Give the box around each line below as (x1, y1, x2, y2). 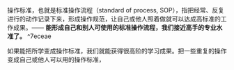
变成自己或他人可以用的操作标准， (7, 55, 105, 64)
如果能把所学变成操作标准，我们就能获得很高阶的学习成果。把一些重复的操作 (7, 47, 227, 55)
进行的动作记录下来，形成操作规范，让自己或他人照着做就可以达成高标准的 (7, 15, 221, 23)
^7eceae (26, 32, 52, 40)
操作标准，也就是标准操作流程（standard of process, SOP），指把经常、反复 (7, 6, 225, 14)
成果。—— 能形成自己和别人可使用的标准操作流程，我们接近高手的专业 (13, 24, 217, 31)
